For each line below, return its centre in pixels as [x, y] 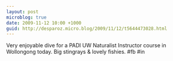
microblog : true [26, 17]
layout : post [22, 12]
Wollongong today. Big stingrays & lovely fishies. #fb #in [76, 52]
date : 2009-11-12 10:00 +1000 [44, 23]
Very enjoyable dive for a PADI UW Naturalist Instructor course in [86, 45]
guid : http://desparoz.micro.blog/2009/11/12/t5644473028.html [87, 28]
